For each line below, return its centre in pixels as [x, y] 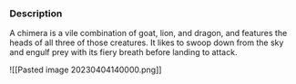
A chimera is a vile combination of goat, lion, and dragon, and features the [148, 33]
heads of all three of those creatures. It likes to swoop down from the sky [147, 42]
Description [36, 14]
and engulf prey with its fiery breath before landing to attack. [123, 52]
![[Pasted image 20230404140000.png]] [86, 70]
